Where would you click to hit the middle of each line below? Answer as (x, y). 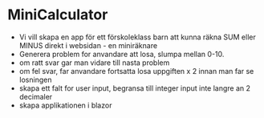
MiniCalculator (58, 15)
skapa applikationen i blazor (65, 105)
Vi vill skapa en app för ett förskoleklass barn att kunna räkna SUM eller (137, 37)
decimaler (36, 96)
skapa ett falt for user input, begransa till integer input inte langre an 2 (134, 88)
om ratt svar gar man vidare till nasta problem (94, 63)
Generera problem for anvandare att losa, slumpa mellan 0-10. (122, 54)
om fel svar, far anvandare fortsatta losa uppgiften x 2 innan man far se (136, 71)
